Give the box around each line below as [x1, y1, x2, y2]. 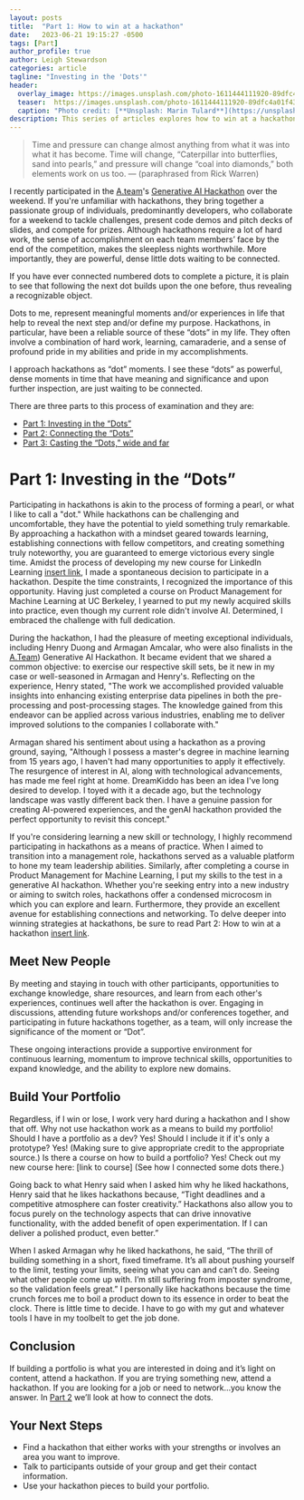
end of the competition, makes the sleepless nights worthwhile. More [9, 244, 267, 255]
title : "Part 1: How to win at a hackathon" [9, 22, 184, 31]
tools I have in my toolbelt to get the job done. [9, 1312, 180, 1323]
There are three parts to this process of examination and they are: [9, 401, 255, 412]
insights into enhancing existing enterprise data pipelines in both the [9, 690, 264, 701]
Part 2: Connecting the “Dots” [22, 428, 134, 439]
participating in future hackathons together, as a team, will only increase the [9, 1017, 293, 1028]
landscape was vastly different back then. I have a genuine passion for [9, 794, 273, 805]
